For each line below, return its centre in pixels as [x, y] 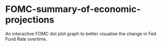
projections [30, 20]
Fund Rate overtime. [26, 39]
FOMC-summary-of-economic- [73, 9]
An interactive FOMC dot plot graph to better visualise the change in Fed [81, 33]
